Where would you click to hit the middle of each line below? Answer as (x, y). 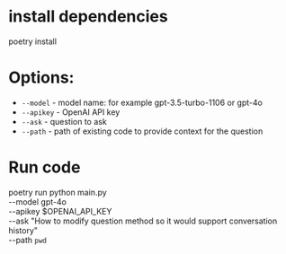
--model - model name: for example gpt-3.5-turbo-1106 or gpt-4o (142, 102)
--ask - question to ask (64, 121)
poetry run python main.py (58, 192)
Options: (41, 78)
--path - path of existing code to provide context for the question (142, 131)
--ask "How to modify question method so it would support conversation (143, 221)
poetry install (33, 41)
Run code (45, 167)
